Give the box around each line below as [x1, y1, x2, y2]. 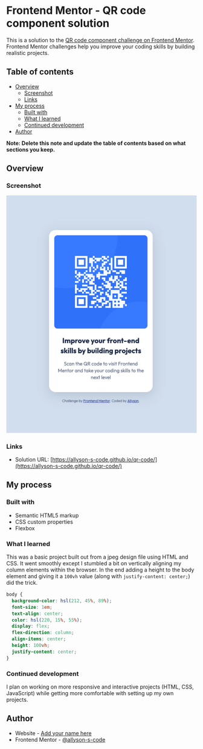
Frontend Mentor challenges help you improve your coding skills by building [6, 43, 195, 50]
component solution [6, 16, 110, 30]
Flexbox [14, 524, 35, 532]
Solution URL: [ [14, 456, 53, 463]
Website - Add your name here [14, 729, 92, 737]
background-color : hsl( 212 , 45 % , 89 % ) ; [11, 597, 112, 604]
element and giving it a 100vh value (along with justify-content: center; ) [6, 573, 190, 580]
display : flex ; [11, 623, 50, 629]
